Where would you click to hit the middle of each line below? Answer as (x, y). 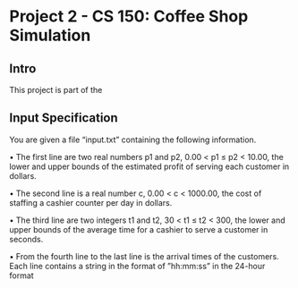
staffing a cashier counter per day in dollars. (91, 202)
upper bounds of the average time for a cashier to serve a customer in (139, 229)
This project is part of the (56, 90)
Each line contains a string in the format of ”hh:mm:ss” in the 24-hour (137, 266)
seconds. (26, 239)
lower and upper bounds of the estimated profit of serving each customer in (149, 166)
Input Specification (64, 118)
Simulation (50, 35)
